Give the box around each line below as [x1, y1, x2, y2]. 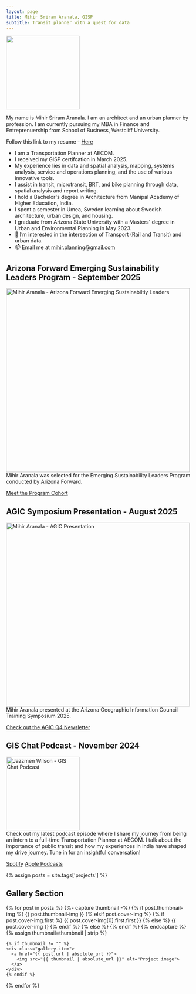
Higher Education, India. [14, 200, 73, 207]
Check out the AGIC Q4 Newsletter [6, 724, 90, 730]
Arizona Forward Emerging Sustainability [6, 263, 160, 273]
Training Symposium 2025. [6, 713, 72, 719]
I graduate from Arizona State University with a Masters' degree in [14, 218, 175, 225]
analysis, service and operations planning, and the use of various [14, 168, 173, 175]
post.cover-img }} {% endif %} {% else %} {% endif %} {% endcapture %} [6, 923, 187, 930]
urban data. [14, 237, 43, 244]
